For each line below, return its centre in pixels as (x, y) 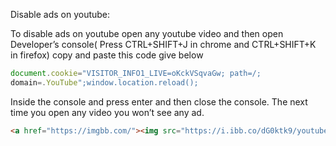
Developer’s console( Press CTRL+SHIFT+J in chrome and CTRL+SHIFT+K (163, 44)
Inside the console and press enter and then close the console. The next (159, 101)
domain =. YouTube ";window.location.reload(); (104, 82)
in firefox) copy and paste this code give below (107, 55)
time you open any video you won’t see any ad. (107, 112)
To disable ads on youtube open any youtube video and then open (147, 33)
